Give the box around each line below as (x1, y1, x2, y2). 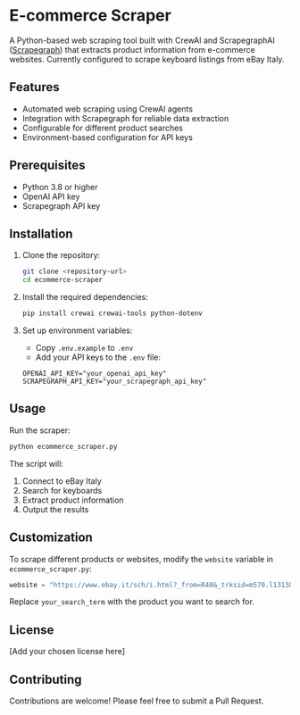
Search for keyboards (21, 485, 103, 495)
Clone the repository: (21, 250, 101, 261)
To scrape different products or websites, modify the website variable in (9, 553, 274, 564)
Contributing (9, 671, 82, 687)
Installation (9, 226, 73, 241)
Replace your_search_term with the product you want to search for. (9, 596, 254, 607)
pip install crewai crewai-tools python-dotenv (21, 309, 203, 318)
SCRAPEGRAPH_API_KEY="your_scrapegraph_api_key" (21, 377, 207, 386)
